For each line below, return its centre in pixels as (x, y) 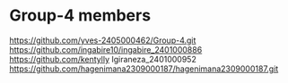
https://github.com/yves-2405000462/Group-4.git (103, 40)
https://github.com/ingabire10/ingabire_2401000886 (106, 49)
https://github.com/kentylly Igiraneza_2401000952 (103, 59)
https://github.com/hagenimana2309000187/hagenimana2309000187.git (144, 69)
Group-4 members (80, 16)
